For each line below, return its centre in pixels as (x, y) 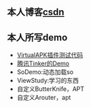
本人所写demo (37, 37)
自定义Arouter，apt (44, 98)
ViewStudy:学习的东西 (48, 81)
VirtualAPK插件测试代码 (50, 55)
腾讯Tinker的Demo (43, 64)
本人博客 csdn (36, 12)
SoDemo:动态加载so (45, 72)
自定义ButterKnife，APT (51, 89)
